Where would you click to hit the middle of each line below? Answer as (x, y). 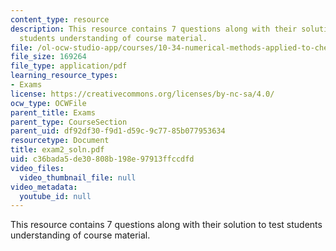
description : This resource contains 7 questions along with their (154, 29)
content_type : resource (60, 19)
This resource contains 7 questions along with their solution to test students (166, 225)
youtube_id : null (55, 196)
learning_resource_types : (64, 76)
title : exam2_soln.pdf (57, 150)
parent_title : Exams (53, 112)
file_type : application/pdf (69, 66)
